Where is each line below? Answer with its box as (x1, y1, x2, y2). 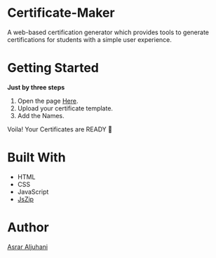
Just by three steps (7, 83, 65, 92)
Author (7, 220, 49, 235)
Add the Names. (17, 111, 65, 120)
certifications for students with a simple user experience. (7, 35, 172, 43)
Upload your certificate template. (17, 103, 114, 113)
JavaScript (17, 187, 49, 196)
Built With (7, 150, 66, 166)
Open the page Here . (17, 96, 79, 105)
